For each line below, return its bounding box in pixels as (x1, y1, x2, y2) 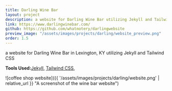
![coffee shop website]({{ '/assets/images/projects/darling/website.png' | (5, 75, 160, 81)
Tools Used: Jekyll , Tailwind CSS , (5, 65, 75, 71)
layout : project (5, 12, 40, 17)
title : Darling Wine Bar (5, 7, 58, 13)
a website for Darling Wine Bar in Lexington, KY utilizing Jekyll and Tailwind (5, 49, 164, 56)
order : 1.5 (5, 36, 29, 41)
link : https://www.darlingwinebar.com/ (5, 21, 91, 27)
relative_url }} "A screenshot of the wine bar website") (5, 80, 119, 86)
